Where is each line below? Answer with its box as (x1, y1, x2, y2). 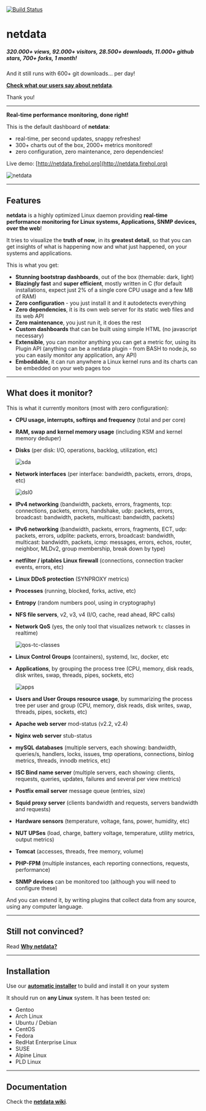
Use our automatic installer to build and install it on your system (6, 982, 170, 990)
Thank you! (6, 94, 35, 101)
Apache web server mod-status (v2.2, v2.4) (15, 720, 128, 727)
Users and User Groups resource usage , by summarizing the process (15, 695, 193, 702)
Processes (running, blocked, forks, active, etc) (15, 587, 136, 594)
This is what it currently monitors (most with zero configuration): (6, 404, 169, 411)
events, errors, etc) (15, 563, 64, 570)
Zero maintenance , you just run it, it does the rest (15, 319, 142, 326)
